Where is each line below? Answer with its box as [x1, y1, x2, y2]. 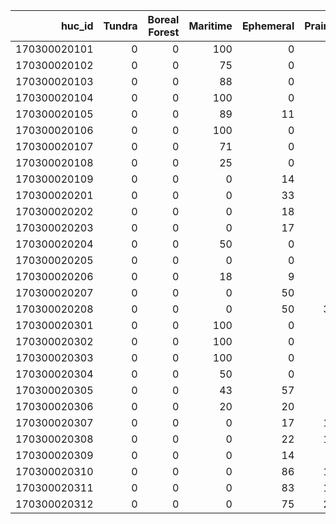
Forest [148, 25, 180, 39]
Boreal [147, 13, 180, 26]
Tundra [103, 19, 138, 33]
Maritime [188, 19, 233, 33]
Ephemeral [241, 19, 295, 33]
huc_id [60, 19, 94, 33]
